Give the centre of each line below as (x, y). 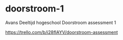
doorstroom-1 (35, 9)
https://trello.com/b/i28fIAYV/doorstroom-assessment (61, 32)
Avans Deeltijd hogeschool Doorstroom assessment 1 (61, 22)
